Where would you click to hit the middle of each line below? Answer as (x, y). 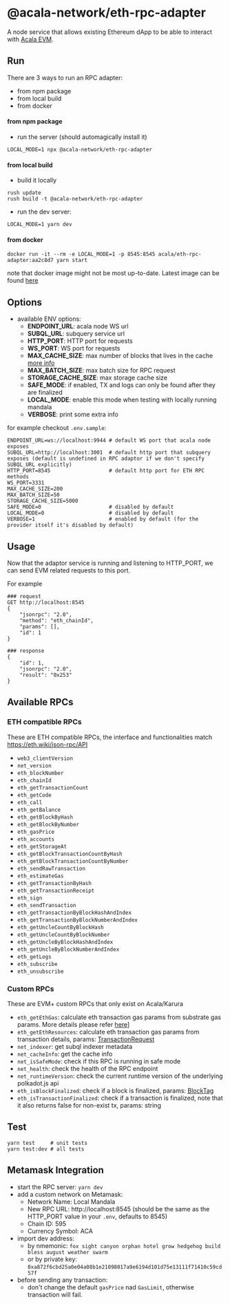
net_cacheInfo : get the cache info (65, 1054)
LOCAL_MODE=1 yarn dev (40, 225)
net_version (34, 765)
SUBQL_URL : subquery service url (76, 334)
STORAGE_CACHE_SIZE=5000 (43, 501)
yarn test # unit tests (48, 1143)
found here (23, 281)
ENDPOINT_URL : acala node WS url (78, 326)
